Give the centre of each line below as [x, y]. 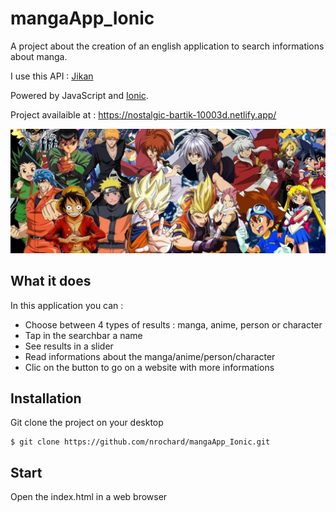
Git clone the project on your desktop [87, 423]
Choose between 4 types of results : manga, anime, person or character [173, 324]
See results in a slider [69, 346]
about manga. [39, 56]
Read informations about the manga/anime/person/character [150, 356]
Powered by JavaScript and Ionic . [79, 95]
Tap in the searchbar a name [83, 335]
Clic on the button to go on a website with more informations [149, 367]
